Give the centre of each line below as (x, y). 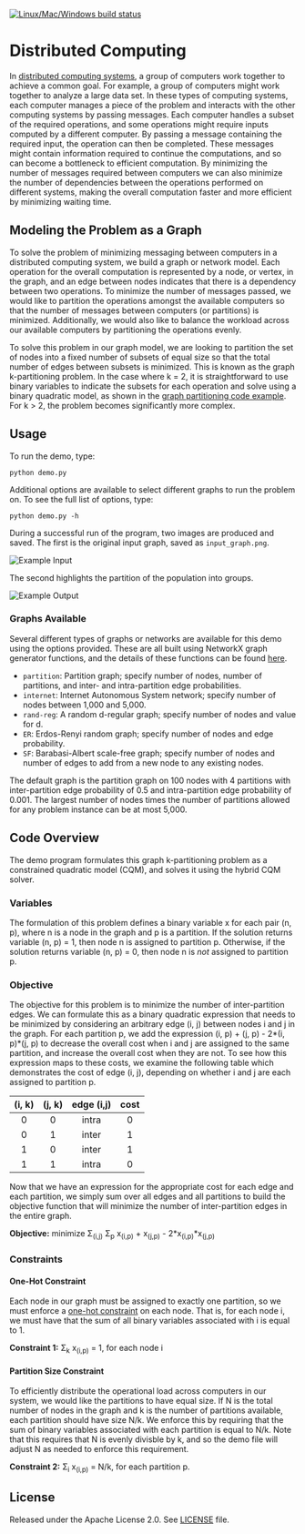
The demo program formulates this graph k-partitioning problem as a (138, 859)
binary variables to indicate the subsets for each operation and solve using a (153, 386)
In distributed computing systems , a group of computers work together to (147, 76)
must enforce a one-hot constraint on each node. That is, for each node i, (147, 1311)
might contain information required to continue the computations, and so (146, 153)
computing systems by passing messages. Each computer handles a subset (152, 115)
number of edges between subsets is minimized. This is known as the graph (152, 366)
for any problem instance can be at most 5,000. (98, 809)
